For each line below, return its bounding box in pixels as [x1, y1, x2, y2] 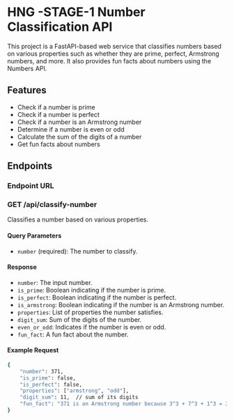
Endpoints [7, 160, 53, 172]
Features [7, 84, 47, 96]
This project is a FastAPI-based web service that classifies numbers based [7, 42, 221, 50]
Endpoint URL [7, 181, 54, 191]
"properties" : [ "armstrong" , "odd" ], [19, 387, 130, 394]
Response [7, 263, 37, 272]
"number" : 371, [19, 368, 64, 375]
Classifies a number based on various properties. [7, 215, 148, 224]
